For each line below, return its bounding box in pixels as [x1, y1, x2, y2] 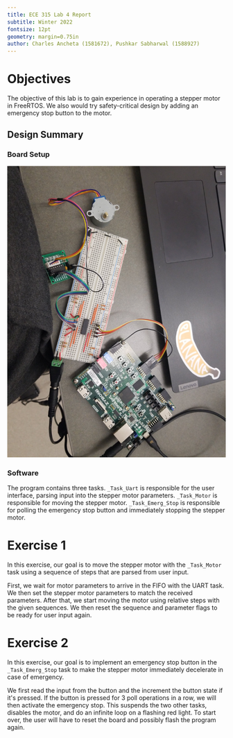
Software [7, 468, 40, 478]
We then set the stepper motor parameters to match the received [7, 588, 193, 597]
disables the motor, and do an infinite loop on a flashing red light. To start [7, 708, 216, 716]
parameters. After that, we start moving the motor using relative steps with [7, 596, 220, 604]
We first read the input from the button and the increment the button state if [7, 686, 223, 694]
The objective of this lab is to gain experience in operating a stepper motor [7, 94, 221, 103]
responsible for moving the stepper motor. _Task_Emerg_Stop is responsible [7, 499, 221, 507]
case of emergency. [7, 673, 64, 681]
